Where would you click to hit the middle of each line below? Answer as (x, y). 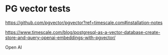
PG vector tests (38, 9)
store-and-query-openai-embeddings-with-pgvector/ (60, 37)
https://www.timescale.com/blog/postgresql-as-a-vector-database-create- (83, 32)
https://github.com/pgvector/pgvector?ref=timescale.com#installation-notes (84, 22)
